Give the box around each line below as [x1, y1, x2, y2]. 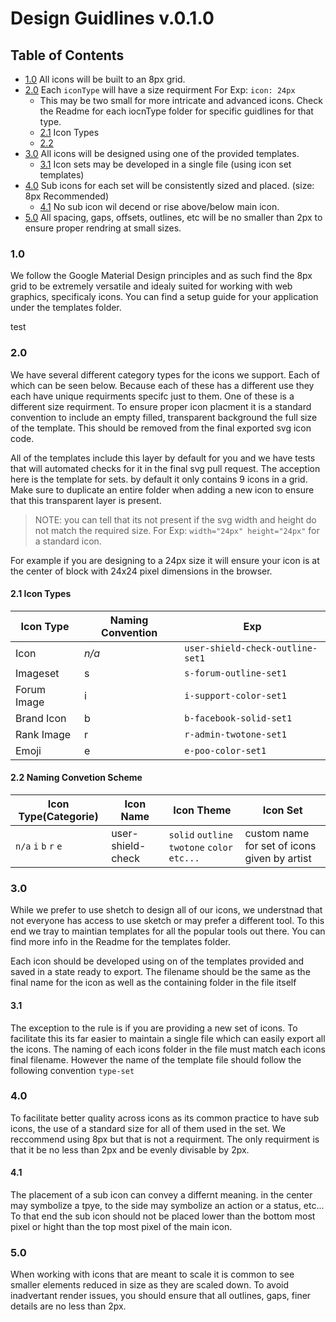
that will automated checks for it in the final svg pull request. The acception [10, 462, 321, 474]
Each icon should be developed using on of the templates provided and [10, 955, 305, 967]
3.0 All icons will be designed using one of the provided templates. [24, 148, 300, 159]
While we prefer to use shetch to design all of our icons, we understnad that [10, 904, 323, 916]
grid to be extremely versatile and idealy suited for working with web [10, 280, 293, 292]
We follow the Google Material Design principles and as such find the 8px [10, 270, 313, 282]
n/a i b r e [15, 841, 63, 852]
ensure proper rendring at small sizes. [24, 222, 182, 234]
